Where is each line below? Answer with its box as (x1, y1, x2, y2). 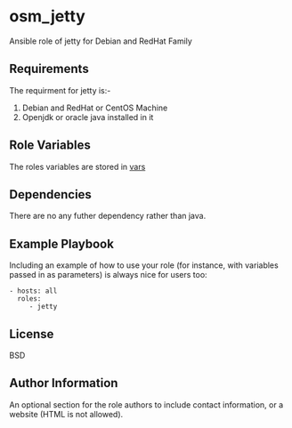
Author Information (9, 376, 118, 391)
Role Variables (9, 138, 91, 153)
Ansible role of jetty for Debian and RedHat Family (9, 36, 193, 46)
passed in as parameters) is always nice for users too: (9, 270, 207, 280)
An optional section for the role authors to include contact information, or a (9, 399, 284, 410)
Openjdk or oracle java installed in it (21, 111, 154, 122)
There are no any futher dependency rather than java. (9, 211, 207, 222)
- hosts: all (9, 287, 58, 295)
